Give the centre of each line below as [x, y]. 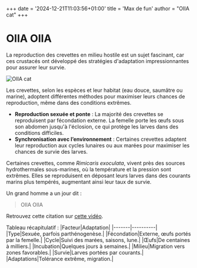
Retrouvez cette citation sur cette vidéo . [55, 216]
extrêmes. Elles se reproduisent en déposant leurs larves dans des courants [98, 176]
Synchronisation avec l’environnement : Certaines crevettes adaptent [101, 139]
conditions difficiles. [39, 133]
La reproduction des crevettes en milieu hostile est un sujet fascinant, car [95, 55]
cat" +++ [17, 15]
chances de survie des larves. [51, 151]
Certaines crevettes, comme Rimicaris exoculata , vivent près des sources [96, 163]
